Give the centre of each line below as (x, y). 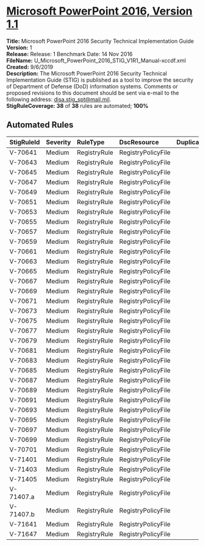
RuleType (91, 142)
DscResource (139, 142)
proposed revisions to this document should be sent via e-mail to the (93, 93)
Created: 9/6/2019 (30, 67)
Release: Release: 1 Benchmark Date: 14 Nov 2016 (70, 54)
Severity (58, 142)
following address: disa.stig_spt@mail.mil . (59, 99)
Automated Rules (40, 125)
